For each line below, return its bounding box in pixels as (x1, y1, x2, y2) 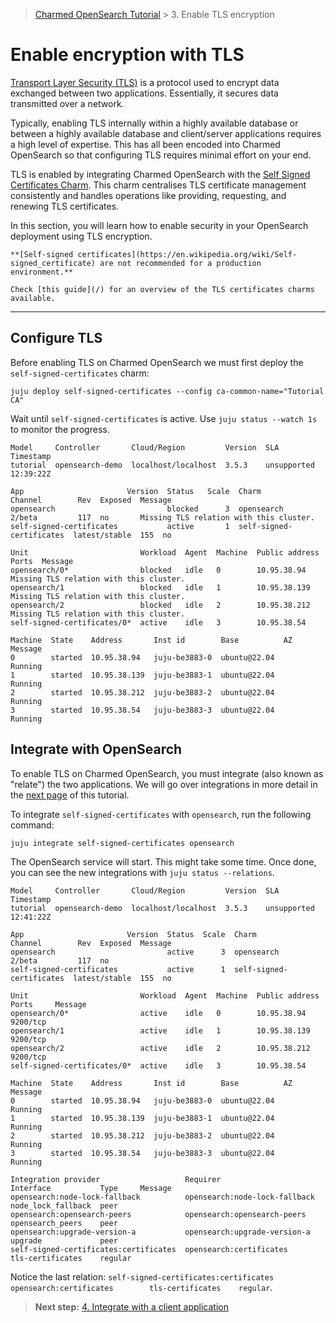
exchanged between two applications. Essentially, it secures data (10, 87, 279, 99)
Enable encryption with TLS (10, 44, 245, 66)
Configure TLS (10, 330, 103, 347)
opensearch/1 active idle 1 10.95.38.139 (10, 1025, 311, 1036)
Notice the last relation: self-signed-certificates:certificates (10, 1270, 275, 1283)
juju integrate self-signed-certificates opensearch (10, 838, 235, 848)
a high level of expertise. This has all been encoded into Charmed (10, 138, 281, 150)
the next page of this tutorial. (10, 789, 130, 801)
